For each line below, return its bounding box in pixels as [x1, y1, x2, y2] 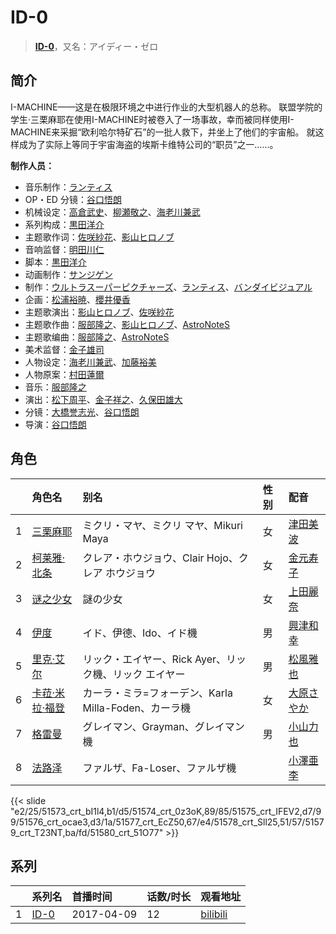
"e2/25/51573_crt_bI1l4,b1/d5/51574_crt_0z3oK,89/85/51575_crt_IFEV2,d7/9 [10, 805, 322, 817]
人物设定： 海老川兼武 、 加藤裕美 [24, 356, 157, 368]
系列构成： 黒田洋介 [24, 218, 105, 230]
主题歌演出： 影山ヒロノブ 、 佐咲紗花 [24, 306, 175, 318]
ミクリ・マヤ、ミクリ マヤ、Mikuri [82, 518, 243, 532]
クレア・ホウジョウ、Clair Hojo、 [82, 551, 239, 565]
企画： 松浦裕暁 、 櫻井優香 [24, 293, 131, 305]
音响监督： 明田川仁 [24, 243, 105, 255]
